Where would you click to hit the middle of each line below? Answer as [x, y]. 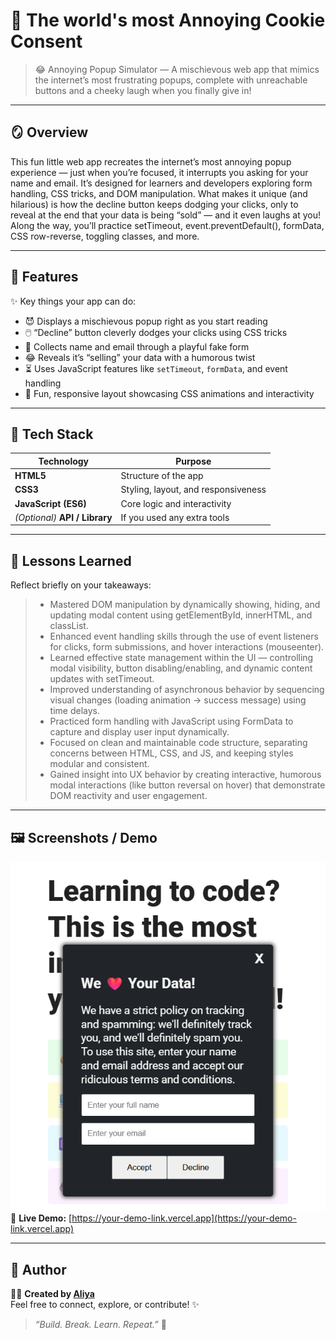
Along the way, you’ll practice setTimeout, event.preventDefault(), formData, [167, 225]
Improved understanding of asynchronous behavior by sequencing [187, 690]
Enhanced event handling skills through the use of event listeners [184, 636]
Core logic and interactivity [176, 503]
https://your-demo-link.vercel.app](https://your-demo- [184, 1218]
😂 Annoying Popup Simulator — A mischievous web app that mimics [177, 69]
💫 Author [38, 1269]
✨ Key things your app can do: [73, 301]
